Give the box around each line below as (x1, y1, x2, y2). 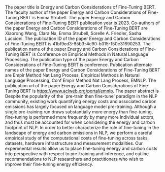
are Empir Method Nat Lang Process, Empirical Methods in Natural (5, 72, 140, 78)
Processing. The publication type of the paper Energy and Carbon (5, 57, 139, 62)
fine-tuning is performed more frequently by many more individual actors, (5, 114, 155, 120)
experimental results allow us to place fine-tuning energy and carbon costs (5, 145, 158, 151)
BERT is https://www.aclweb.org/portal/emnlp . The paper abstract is (20, 88, 159, 94)
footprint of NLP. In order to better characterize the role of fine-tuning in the (5, 125, 159, 130)
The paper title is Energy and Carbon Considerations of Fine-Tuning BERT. (5, 4, 156, 10)
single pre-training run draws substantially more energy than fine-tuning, (5, 109, 153, 115)
